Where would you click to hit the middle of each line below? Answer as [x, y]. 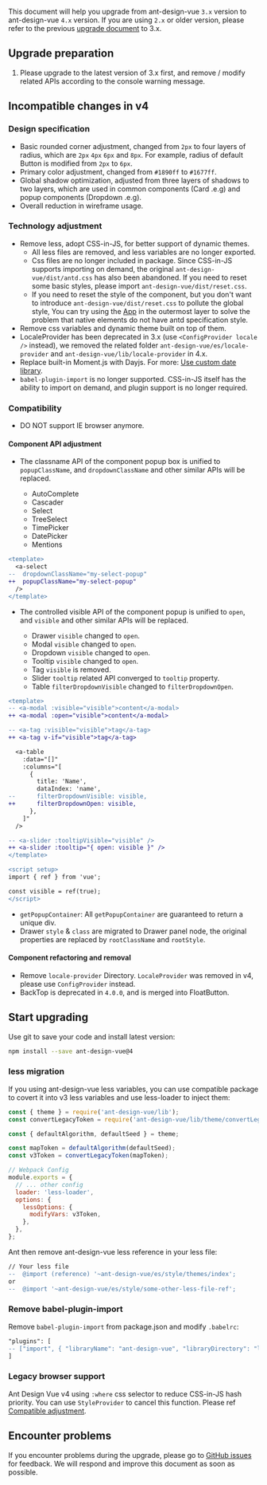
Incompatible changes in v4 [79, 106]
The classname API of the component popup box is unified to [120, 462]
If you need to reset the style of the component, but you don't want [141, 294]
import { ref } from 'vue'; [55, 877]
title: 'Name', [62, 782]
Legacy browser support [57, 1377]
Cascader [48, 502]
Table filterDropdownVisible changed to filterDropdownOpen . [133, 686]
